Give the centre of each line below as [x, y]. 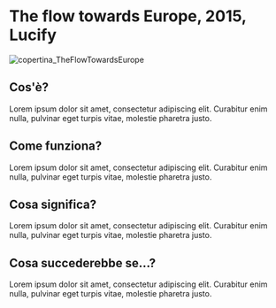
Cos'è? [29, 87]
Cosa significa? [53, 204]
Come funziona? [56, 146]
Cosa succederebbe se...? [83, 263]
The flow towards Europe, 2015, [128, 16]
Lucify [33, 35]
